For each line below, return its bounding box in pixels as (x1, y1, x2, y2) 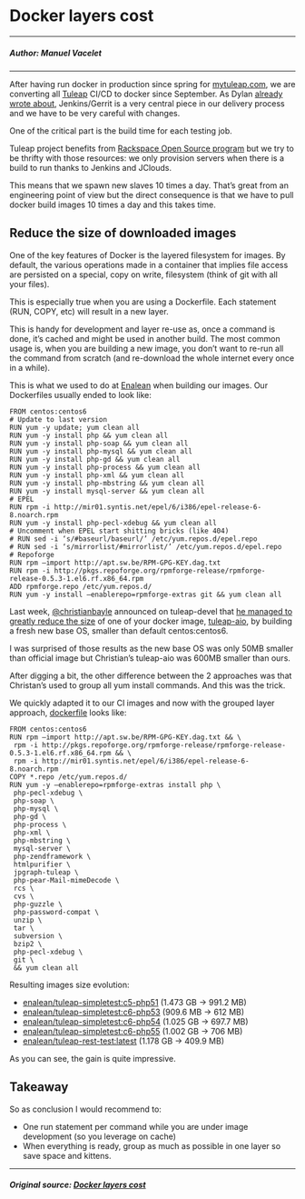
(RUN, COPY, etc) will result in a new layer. (9, 305, 170, 316)
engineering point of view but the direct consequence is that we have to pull (9, 189, 294, 200)
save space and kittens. (22, 1150, 112, 1161)
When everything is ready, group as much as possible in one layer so (22, 1140, 281, 1151)
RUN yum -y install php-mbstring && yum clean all (9, 478, 205, 487)
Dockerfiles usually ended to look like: (9, 389, 152, 400)
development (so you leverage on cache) (22, 1131, 177, 1142)
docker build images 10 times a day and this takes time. (9, 199, 216, 210)
